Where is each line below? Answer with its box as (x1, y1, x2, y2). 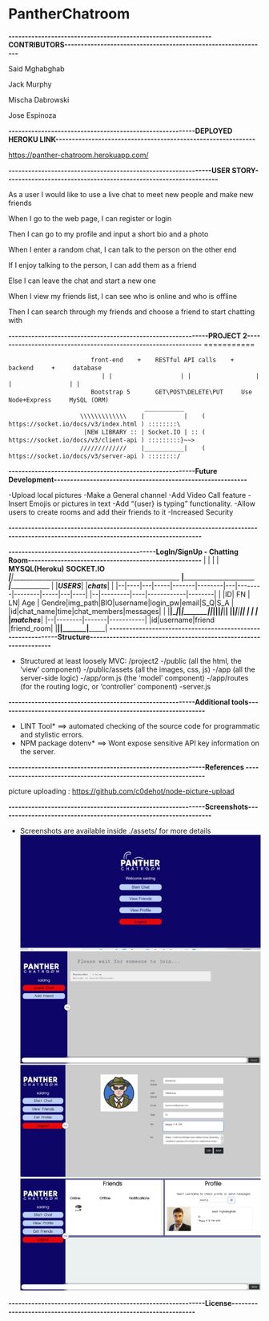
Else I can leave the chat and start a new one (8, 276, 156, 285)
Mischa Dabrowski (8, 95, 70, 104)
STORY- (231, 165, 259, 175)
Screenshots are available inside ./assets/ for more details (19, 826, 211, 835)
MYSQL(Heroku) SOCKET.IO (8, 564, 106, 573)
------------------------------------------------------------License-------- (8, 1299, 259, 1308)
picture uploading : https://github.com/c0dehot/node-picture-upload (8, 786, 235, 796)
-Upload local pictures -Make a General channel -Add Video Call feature (8, 490, 247, 499)
